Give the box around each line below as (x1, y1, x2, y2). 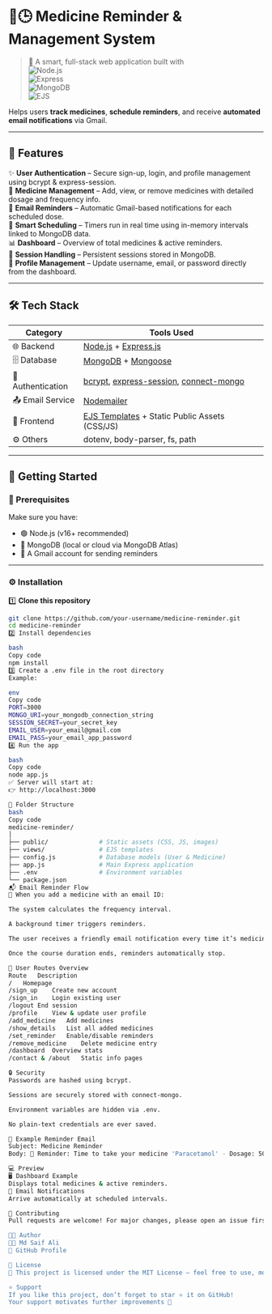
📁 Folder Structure (8, 800, 74, 809)
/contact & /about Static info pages (8, 1054, 143, 1062)
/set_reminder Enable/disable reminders (8, 1031, 154, 1040)
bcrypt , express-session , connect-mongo (83, 375, 245, 386)
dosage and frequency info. (8, 194, 101, 204)
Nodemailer (83, 395, 128, 406)
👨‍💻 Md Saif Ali (8, 1239, 60, 1248)
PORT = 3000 (8, 704, 42, 712)
